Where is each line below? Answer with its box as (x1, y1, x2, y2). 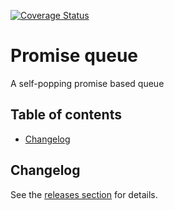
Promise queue (10, 45, 139, 67)
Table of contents (10, 106, 122, 124)
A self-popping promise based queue (10, 77, 165, 89)
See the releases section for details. (10, 188, 158, 200)
